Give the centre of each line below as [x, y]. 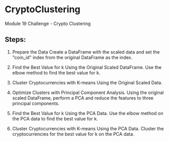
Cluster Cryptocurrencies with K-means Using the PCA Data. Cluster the [88, 128]
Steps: [15, 40]
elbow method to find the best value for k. [56, 73]
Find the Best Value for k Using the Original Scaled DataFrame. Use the [87, 67]
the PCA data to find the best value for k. [55, 119]
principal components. [36, 103]
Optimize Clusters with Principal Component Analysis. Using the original [88, 92]
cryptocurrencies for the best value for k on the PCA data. [73, 134]
